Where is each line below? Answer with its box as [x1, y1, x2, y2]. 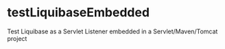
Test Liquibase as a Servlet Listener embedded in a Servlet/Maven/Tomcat [7, 27, 218, 35]
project [7, 34, 27, 42]
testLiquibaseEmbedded [7, 5, 150, 20]
